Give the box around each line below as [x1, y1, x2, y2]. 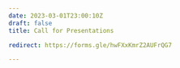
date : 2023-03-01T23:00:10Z [8, 11, 104, 20]
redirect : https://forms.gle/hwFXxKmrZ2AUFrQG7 [8, 41, 173, 49]
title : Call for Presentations [8, 26, 114, 34]
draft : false [8, 19, 53, 27]
